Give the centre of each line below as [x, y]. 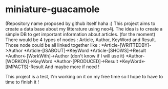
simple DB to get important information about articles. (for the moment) [80, 34]
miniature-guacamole [52, 9]
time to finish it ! [22, 82]
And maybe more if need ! [72, 67]
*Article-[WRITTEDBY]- [126, 45]
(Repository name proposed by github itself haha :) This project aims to [80, 23]
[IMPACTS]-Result [25, 67]
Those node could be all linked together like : [53, 45]
